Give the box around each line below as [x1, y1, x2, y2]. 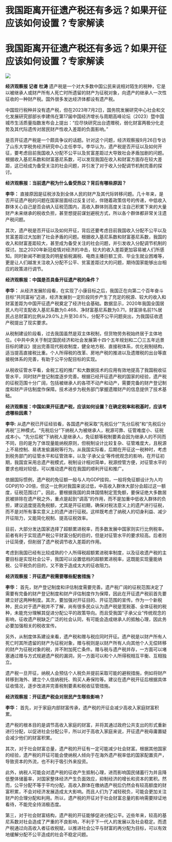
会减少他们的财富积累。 [5, 735, 55, 741]
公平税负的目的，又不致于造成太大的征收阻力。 [14, 562, 113, 569]
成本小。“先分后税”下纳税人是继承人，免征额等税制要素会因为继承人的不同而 [5, 434, 166, 440]
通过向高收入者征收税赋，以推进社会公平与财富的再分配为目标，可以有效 [14, 825, 167, 831]
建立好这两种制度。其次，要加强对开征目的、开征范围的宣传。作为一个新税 [5, 597, 162, 603]
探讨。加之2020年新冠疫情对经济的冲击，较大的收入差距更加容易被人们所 [5, 247, 160, 253]
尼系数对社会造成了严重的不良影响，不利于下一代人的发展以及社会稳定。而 [5, 818, 162, 825]
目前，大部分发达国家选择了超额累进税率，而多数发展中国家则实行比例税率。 [5, 526, 167, 532]
